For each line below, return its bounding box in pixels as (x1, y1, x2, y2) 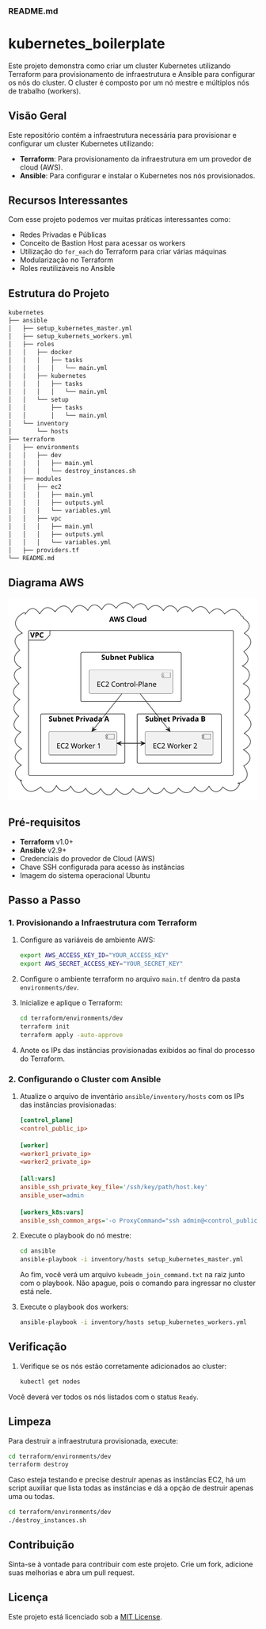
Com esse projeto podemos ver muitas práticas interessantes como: (8, 215, 231, 224)
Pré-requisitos (8, 816, 82, 830)
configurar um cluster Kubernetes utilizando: (8, 139, 154, 148)
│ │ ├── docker (8, 349, 73, 357)
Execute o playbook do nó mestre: (19, 1230, 132, 1241)
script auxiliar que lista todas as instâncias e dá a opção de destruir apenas (8, 1483, 254, 1493)
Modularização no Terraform (19, 255, 113, 265)
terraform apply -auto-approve (19, 1031, 123, 1039)
